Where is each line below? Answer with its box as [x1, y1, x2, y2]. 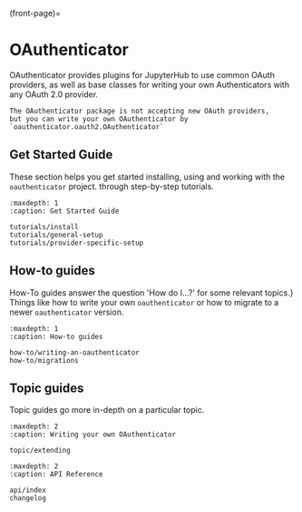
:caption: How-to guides [9, 332, 103, 341]
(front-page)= [9, 8, 62, 18]
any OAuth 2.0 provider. [9, 88, 98, 99]
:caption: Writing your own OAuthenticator [9, 430, 177, 439]
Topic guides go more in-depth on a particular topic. [9, 405, 205, 416]
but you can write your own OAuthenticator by [9, 114, 189, 124]
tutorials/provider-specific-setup [9, 238, 144, 247]
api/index [9, 486, 47, 495]
